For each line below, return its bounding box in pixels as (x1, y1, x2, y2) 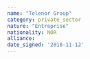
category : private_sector (7, 16, 81, 23)
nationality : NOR (7, 28, 57, 36)
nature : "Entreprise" (7, 22, 69, 29)
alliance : (7, 35, 36, 42)
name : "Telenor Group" (7, 9, 72, 17)
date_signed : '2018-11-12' (7, 41, 85, 48)
